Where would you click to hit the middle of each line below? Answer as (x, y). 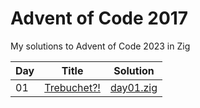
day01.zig (133, 87)
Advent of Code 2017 (99, 18)
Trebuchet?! (72, 87)
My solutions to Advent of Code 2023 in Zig (100, 46)
